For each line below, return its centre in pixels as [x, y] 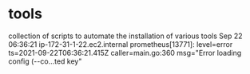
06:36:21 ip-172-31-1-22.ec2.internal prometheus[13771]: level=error [121, 44]
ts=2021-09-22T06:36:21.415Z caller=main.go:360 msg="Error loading [125, 53]
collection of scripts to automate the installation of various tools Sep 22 [125, 36]
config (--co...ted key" [45, 61]
